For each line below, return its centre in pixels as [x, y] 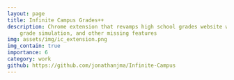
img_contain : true [34, 46]
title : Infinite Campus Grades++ [56, 20]
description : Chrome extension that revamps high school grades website [115, 26]
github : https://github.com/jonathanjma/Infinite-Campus [92, 65]
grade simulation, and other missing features [88, 33]
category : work [29, 59]
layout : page [26, 14]
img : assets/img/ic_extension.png [57, 40]
